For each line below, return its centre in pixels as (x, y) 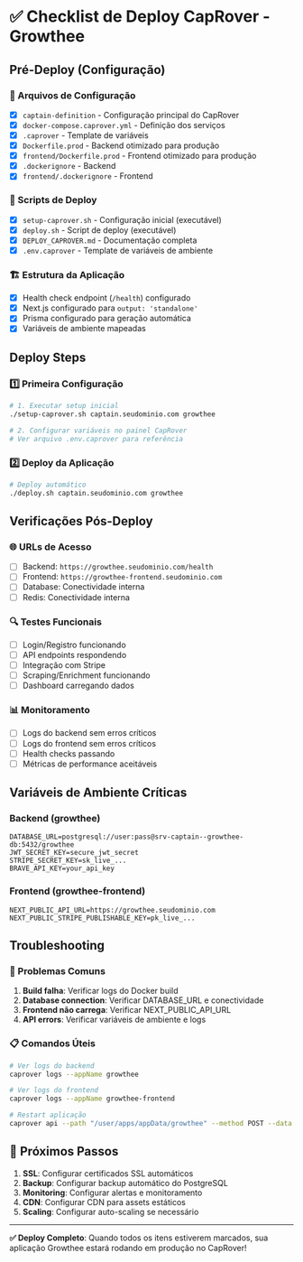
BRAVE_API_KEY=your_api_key (62, 868)
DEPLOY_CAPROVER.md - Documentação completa (110, 240)
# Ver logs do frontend (54, 1090)
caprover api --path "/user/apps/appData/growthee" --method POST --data (151, 1124)
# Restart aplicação (48, 1115)
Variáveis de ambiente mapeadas (84, 329)
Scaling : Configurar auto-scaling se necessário (110, 1211)
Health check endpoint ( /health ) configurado (106, 298)
